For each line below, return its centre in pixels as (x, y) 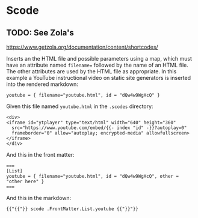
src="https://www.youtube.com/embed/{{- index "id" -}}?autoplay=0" (99, 128)
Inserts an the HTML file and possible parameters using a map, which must (99, 59)
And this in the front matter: (40, 155)
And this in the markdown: (39, 198)
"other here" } (25, 181)
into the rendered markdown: (42, 84)
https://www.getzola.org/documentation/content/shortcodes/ (82, 47)
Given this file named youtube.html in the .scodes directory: (80, 106)
